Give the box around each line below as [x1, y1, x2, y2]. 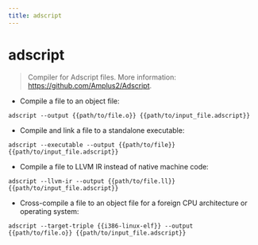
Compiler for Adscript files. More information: [27, 72, 177, 82]
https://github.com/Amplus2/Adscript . [27, 80, 152, 90]
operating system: [19, 206, 79, 216]
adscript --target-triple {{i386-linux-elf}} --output [8, 222, 194, 230]
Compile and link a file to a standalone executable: [19, 125, 185, 135]
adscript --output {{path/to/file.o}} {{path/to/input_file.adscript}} [8, 111, 250, 119]
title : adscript [8, 11, 62, 20]
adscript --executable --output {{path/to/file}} [8, 141, 176, 149]
